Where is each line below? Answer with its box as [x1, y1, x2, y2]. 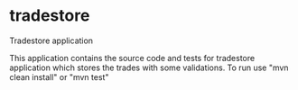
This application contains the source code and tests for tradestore [9, 52, 256, 63]
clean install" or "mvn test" [9, 71, 109, 82]
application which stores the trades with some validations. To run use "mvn [9, 62, 289, 73]
